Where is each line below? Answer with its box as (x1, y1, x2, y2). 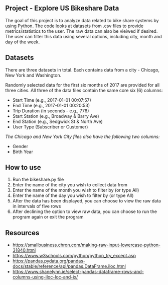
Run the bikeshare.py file (12, 176, 64, 183)
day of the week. (5, 39, 40, 45)
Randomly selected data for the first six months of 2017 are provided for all (5, 82, 159, 88)
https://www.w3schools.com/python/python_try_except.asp (12, 253, 136, 259)
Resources (5, 229, 40, 237)
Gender (12, 143, 29, 149)
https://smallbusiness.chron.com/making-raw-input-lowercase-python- (12, 242, 161, 248)
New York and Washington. (5, 72, 62, 78)
